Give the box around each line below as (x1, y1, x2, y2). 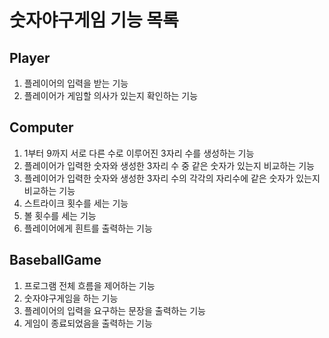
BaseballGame (9, 252, 102, 269)
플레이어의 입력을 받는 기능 (23, 77, 129, 89)
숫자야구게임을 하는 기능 (23, 292, 119, 304)
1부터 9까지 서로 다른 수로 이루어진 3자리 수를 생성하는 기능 (23, 147, 255, 159)
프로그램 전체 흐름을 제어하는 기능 (23, 279, 156, 291)
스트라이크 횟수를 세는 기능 (23, 197, 129, 209)
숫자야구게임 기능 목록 (9, 9, 179, 32)
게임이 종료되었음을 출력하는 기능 (23, 317, 153, 329)
